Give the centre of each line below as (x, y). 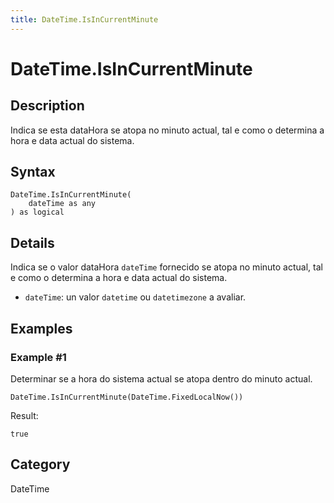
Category (40, 464)
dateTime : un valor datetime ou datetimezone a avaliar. (135, 297)
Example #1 (38, 357)
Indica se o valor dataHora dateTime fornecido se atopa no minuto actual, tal (166, 267)
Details (32, 242)
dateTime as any (62, 204)
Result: (24, 415)
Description (47, 106)
